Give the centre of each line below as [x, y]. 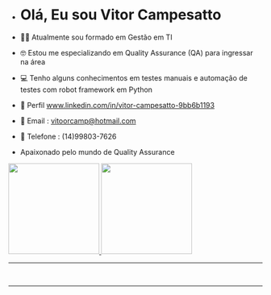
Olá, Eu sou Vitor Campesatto [121, 15]
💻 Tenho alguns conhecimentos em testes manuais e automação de [133, 77]
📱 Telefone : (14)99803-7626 [68, 136]
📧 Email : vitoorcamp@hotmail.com [78, 120]
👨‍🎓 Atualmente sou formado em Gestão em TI [96, 37]
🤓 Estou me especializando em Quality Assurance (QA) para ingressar [136, 52]
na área [33, 61]
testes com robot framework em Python [86, 89]
